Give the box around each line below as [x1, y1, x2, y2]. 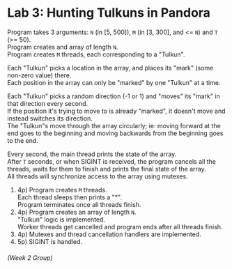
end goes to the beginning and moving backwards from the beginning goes [7, 129, 224, 137]
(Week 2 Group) [7, 253, 54, 262]
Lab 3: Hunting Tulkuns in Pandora [7, 5, 211, 21]
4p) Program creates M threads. [17, 185, 107, 194]
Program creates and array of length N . [7, 43, 118, 51]
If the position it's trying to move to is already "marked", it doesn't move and [7, 107, 226, 115]
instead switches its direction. [7, 114, 93, 123]
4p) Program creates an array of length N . [17, 208, 137, 216]
